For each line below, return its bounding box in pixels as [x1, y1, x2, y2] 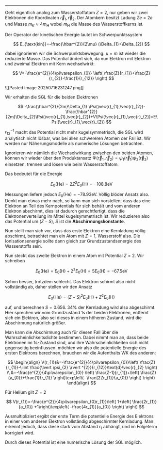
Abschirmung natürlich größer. [5, 320, 66, 325]
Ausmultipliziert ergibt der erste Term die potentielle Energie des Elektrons [5, 413, 154, 419]
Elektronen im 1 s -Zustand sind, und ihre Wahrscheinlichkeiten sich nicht [5, 340, 149, 345]
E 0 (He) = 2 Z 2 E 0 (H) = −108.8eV [50, 180, 113, 188]
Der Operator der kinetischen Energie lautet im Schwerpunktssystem [5, 32, 143, 37]
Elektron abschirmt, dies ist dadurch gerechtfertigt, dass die [5, 208, 125, 214]
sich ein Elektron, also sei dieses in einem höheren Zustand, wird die [5, 315, 142, 321]
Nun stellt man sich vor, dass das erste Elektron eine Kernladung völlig [5, 228, 146, 234]
